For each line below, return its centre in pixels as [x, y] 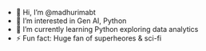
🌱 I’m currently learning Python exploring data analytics [107, 29]
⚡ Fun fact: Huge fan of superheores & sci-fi [89, 38]
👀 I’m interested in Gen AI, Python [71, 21]
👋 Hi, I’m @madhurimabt [55, 12]
